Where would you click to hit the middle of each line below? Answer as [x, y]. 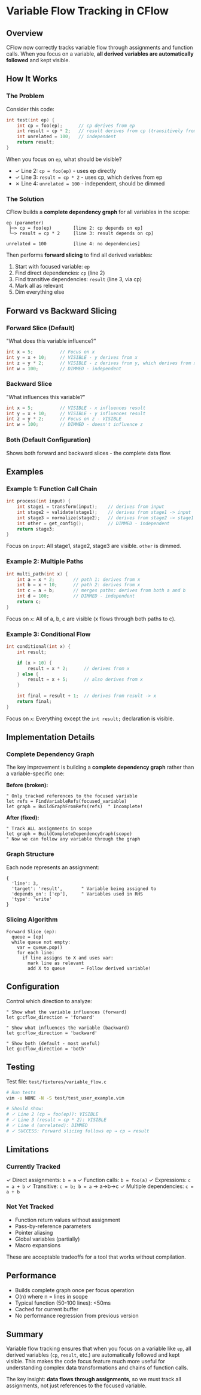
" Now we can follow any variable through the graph [73, 839]
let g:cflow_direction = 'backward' [52, 1033]
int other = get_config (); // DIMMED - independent [93, 523]
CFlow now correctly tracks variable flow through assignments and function [100, 47]
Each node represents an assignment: [53, 867]
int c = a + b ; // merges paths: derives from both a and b [101, 590]
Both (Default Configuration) [48, 440]
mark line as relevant [56, 963]
